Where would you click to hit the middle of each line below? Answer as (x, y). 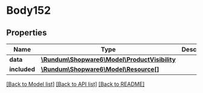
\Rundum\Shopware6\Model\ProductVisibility (108, 59)
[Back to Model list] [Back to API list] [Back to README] (76, 84)
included (22, 69)
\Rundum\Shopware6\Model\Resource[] (100, 69)
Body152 (29, 10)
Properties (27, 33)
